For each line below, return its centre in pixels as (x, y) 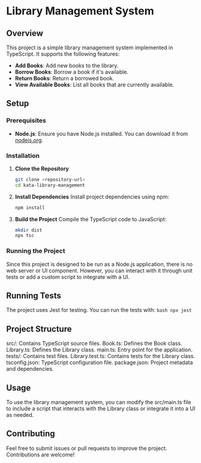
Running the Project (36, 251)
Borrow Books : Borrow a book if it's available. (72, 72)
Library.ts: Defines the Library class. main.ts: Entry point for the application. (100, 350)
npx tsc (24, 236)
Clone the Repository (42, 169)
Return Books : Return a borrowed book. (64, 78)
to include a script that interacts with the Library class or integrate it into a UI (101, 408)
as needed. (20, 415)
